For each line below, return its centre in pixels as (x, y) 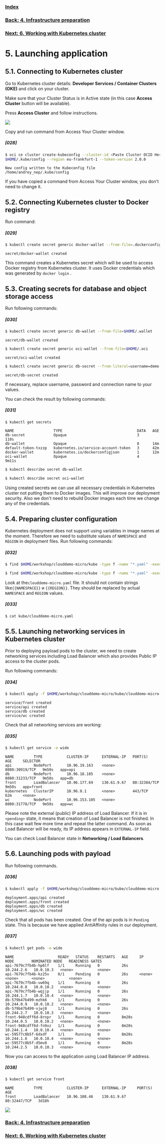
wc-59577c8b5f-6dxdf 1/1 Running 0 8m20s (69, 1034)
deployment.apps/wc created (34, 910)
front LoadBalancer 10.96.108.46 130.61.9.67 (66, 1097)
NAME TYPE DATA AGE (82, 431)
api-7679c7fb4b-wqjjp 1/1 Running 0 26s (67, 991)
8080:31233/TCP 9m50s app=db (39, 779)
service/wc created (25, 716)
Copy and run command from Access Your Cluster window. (65, 132)
